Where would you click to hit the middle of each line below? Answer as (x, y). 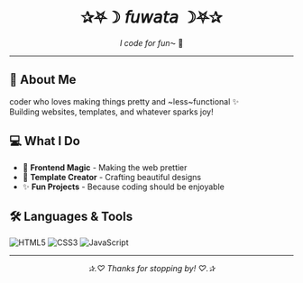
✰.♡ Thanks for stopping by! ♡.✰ (151, 269)
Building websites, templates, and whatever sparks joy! (111, 112)
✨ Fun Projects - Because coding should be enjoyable (124, 187)
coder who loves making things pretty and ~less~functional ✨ (124, 101)
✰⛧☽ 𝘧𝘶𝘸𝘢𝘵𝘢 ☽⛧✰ (151, 18)
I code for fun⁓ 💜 (151, 42)
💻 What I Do (45, 141)
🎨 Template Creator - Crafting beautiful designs (111, 177)
